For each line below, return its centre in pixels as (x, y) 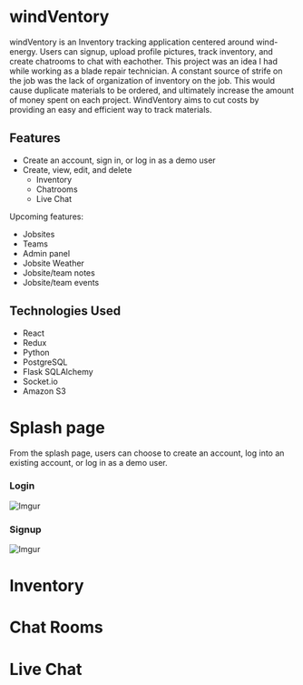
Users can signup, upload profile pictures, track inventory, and (156, 51)
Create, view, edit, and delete (77, 169)
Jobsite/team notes (59, 272)
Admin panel (46, 253)
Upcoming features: (47, 217)
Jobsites (39, 234)
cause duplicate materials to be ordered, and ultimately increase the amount (152, 90)
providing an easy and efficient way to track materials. (111, 109)
